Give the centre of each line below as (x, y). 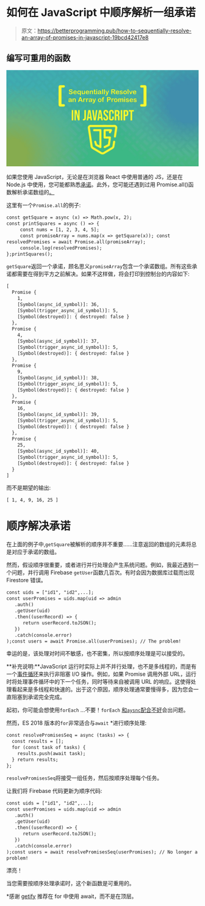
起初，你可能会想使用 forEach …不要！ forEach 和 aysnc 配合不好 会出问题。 (98, 710)
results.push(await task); (52, 753)
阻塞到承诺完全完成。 (38, 696)
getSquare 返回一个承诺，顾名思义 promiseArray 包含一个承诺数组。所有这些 (99, 266)
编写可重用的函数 (38, 58)
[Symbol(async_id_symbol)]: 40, (58, 451)
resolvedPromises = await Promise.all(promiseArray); (76, 242)
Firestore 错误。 (27, 580)
